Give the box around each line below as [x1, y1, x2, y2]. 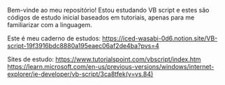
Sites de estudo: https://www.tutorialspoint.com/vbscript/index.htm [7, 55, 201, 63]
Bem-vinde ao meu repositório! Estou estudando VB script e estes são [7, 6, 210, 14]
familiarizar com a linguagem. [7, 21, 92, 29]
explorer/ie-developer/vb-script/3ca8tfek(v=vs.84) [7, 70, 154, 78]
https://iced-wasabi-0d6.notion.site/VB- [102, 34, 218, 42]
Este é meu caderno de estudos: [7, 34, 101, 42]
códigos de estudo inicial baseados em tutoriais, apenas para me [7, 13, 195, 22]
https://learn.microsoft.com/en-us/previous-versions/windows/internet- [7, 63, 215, 70]
